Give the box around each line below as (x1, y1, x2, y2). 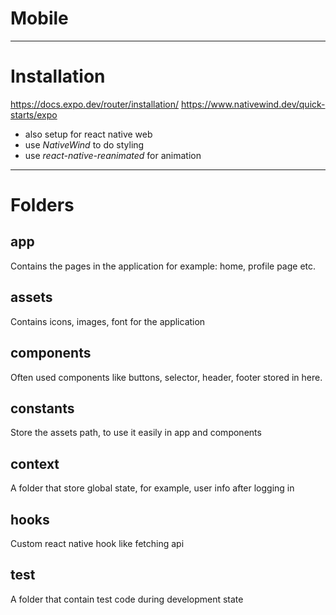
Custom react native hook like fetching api (10, 537, 185, 549)
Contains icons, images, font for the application (10, 315, 206, 327)
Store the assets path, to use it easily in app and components (10, 427, 262, 439)
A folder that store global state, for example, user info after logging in (10, 482, 295, 494)
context (10, 455, 60, 472)
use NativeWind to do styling (24, 138, 145, 151)
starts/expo (10, 108, 58, 121)
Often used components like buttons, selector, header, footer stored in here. (10, 371, 323, 383)
